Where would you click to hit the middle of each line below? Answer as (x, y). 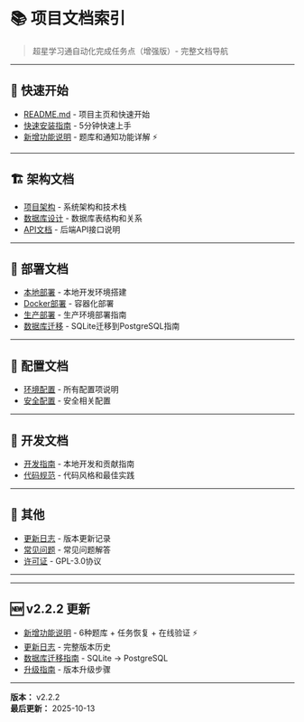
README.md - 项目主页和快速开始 (87, 114)
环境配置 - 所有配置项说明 (71, 389)
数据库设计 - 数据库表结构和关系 (83, 218)
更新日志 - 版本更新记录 (67, 538)
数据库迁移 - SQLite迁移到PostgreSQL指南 (101, 326)
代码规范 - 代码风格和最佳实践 (79, 475)
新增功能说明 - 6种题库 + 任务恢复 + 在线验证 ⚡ (111, 633)
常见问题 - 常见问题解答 (67, 549)
